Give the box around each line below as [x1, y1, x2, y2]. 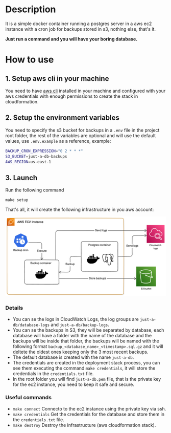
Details [5, 305, 23, 312]
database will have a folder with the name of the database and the [12, 332, 152, 338]
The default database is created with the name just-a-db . [12, 354, 134, 360]
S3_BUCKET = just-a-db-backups [5, 154, 67, 159]
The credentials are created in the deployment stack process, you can [12, 359, 160, 365]
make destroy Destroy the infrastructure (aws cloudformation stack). [12, 422, 156, 428]
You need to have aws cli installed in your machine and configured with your [5, 88, 166, 94]
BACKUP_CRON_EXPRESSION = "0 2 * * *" [5, 148, 83, 154]
